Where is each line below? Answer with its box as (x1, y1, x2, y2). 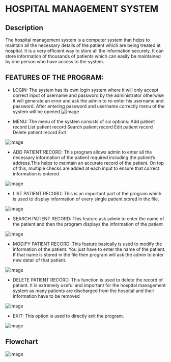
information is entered (12, 170, 60, 176)
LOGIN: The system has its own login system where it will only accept (12, 87, 159, 93)
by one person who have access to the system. (5, 59, 104, 64)
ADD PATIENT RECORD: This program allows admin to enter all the (12, 149, 152, 155)
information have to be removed (12, 293, 80, 299)
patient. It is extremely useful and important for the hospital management (12, 282, 166, 288)
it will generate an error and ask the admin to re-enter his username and (12, 97, 164, 104)
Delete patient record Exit (12, 129, 66, 135)
